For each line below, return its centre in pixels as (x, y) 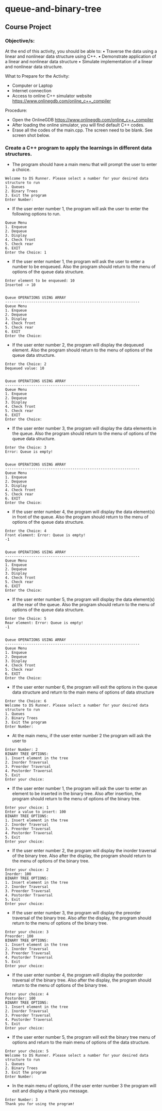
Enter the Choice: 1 (26, 253)
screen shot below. (31, 135)
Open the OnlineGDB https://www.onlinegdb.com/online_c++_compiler (83, 119)
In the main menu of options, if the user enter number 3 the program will (84, 1086)
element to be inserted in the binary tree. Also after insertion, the (77, 794)
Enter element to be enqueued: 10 (40, 281)
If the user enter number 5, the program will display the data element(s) (83, 599)
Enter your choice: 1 (27, 808)
